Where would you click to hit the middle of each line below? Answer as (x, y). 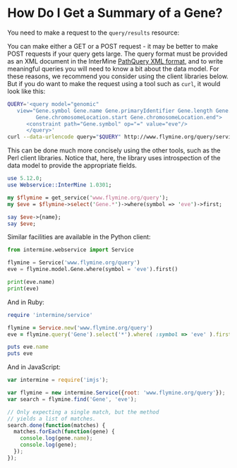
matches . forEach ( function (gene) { (64, 432)
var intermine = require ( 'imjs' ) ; (58, 380)
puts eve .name (28, 347)
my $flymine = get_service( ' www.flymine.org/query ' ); (88, 198)
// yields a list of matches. (52, 419)
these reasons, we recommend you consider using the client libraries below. (118, 76)
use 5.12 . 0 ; (25, 179)
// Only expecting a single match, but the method (83, 412)
